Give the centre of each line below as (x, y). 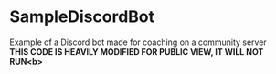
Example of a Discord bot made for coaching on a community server (138, 42)
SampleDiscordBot (82, 17)
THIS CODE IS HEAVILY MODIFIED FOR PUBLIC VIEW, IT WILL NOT (137, 51)
